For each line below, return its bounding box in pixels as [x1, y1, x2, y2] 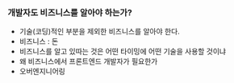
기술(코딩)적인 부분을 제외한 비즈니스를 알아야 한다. [19, 26, 181, 37]
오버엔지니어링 [19, 66, 65, 77]
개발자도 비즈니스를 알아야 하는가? [7, 6, 132, 18]
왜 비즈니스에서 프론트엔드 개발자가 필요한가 [19, 57, 158, 66]
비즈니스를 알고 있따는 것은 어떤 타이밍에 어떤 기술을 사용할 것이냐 [19, 46, 227, 57]
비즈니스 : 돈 [19, 37, 59, 46]
